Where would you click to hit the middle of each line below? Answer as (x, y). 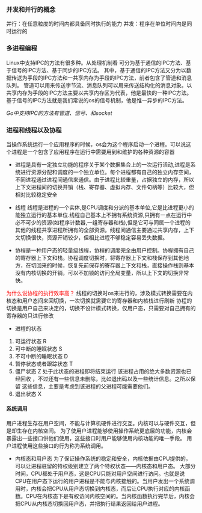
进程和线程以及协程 (34, 130)
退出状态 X (28, 394)
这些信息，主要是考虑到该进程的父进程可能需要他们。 (88, 386)
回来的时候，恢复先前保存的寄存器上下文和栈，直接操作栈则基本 (115, 265)
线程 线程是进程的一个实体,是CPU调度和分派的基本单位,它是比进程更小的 (104, 207)
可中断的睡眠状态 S (38, 349)
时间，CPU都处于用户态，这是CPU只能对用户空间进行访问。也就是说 (100, 474)
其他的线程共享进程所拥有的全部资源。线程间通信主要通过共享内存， (99, 230)
